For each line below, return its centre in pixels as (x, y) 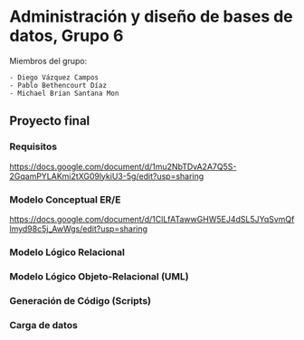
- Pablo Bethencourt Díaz (58, 85)
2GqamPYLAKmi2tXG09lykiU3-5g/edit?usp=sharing (107, 176)
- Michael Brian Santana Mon (64, 93)
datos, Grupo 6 (66, 36)
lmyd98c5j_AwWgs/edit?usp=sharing (78, 229)
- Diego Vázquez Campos (54, 77)
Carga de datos (44, 325)
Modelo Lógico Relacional (67, 252)
